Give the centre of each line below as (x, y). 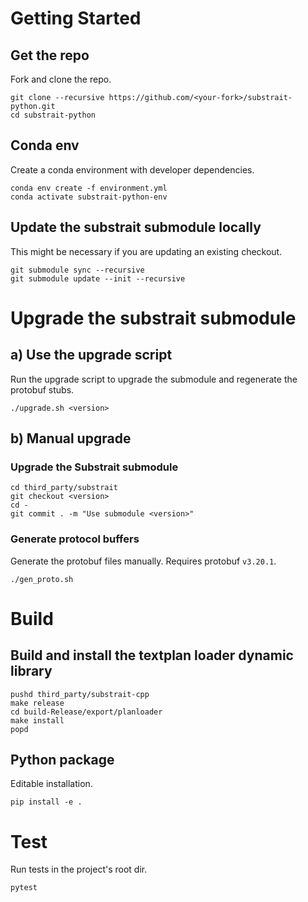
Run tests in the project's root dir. (79, 869)
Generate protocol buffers (75, 539)
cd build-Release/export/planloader (86, 712)
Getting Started (76, 18)
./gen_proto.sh (42, 579)
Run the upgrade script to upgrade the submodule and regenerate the (154, 379)
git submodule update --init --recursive (98, 278)
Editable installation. (51, 784)
